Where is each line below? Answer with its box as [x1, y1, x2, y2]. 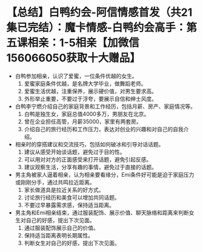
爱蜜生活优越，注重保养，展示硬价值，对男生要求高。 [24, 87, 158, 95]
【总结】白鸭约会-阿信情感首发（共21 [6, 5, 193, 19]
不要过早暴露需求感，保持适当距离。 [24, 201, 115, 208]
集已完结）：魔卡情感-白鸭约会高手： [6, 21, 187, 35]
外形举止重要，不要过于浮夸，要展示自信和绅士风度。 [24, 95, 158, 102]
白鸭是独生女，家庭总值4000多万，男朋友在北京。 [24, 110, 150, 117]
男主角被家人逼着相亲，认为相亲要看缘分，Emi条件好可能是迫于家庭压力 [15, 171, 195, 178]
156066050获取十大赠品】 [6, 51, 141, 65]
